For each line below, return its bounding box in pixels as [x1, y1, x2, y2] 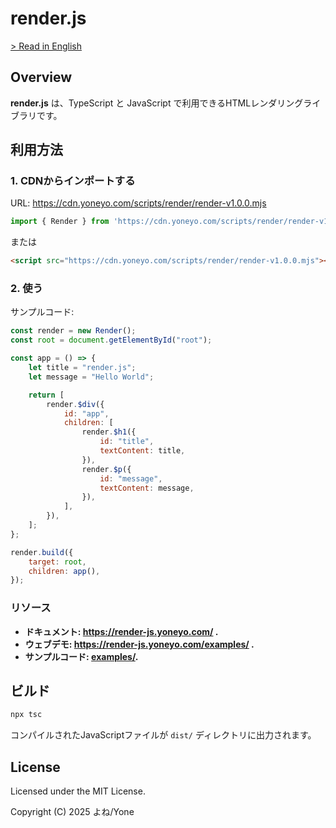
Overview [10, 69, 73, 86]
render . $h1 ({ [81, 427, 137, 437]
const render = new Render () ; [10, 326, 137, 336]
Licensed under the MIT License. [10, 785, 146, 797]
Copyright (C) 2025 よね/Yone [10, 806, 135, 818]
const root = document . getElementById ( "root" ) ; [10, 335, 213, 346]
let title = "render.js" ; [28, 363, 137, 373]
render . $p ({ [81, 464, 132, 474]
